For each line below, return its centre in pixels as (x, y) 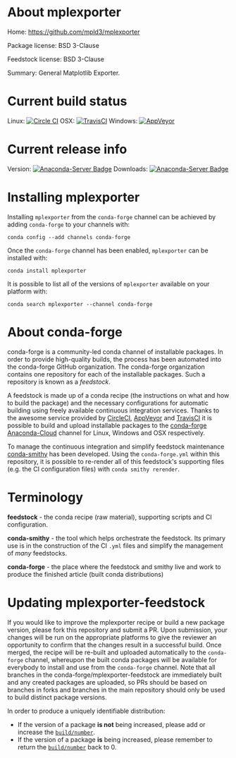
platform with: (27, 291)
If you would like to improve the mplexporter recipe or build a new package (116, 622)
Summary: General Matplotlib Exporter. (64, 73)
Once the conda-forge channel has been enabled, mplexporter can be (108, 250)
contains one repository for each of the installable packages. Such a (106, 374)
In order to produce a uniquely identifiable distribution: (86, 711)
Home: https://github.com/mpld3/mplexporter (74, 32)
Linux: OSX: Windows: (73, 121)
